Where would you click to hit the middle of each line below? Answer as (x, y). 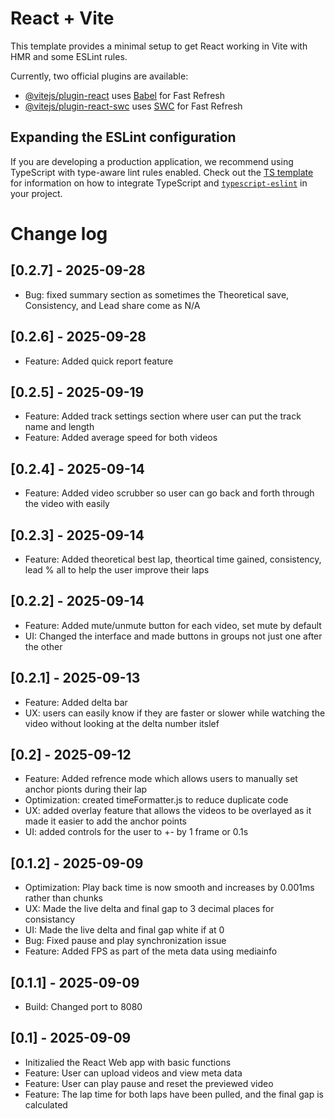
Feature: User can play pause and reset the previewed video (149, 1083)
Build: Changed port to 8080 (83, 1007)
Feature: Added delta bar (76, 702)
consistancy (50, 919)
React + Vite (62, 18)
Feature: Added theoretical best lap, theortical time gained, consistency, (173, 559)
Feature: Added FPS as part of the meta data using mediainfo (151, 951)
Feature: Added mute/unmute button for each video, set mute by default (173, 625)
